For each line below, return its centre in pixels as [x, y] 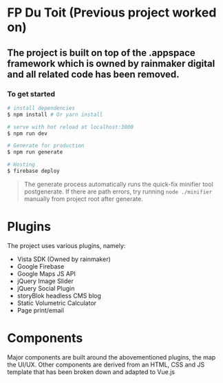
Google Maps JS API [46, 273]
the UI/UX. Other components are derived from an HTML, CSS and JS [106, 364]
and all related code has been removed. [94, 74]
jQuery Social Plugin [46, 288]
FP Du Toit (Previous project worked [112, 13]
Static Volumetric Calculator [57, 303]
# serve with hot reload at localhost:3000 [71, 127]
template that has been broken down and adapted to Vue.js [91, 372]
